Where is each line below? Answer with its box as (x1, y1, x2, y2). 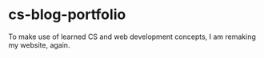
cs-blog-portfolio (8, 6, 126, 24)
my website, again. (8, 40, 70, 49)
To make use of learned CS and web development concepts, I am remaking (8, 32, 256, 41)
